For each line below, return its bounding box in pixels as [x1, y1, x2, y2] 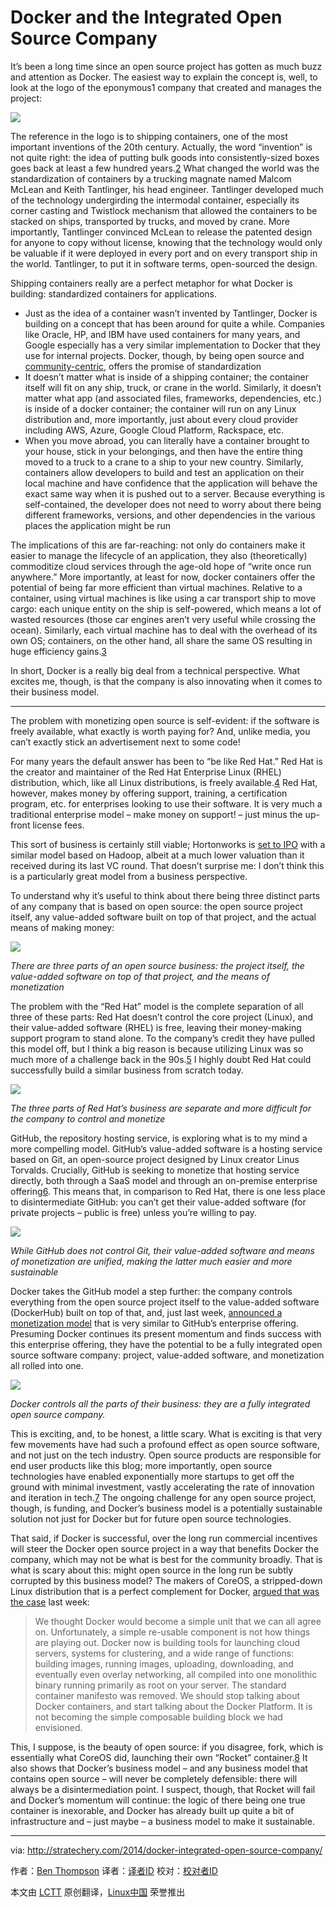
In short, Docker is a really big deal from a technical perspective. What [10, 664, 301, 676]
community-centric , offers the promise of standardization [24, 360, 262, 372]
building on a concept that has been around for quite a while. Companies [24, 317, 325, 330]
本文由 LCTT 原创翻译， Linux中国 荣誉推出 [10, 1886, 186, 1898]
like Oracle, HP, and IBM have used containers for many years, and [24, 328, 301, 340]
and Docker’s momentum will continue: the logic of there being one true [10, 1794, 306, 1806]
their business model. [10, 686, 100, 698]
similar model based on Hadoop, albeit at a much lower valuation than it [10, 849, 305, 861]
